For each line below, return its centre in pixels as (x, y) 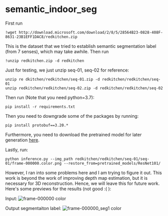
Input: (11, 198)
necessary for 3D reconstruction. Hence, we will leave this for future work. (82, 183)
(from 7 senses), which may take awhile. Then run (57, 51)
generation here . (22, 140)
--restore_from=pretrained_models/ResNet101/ (112, 163)
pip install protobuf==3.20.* (37, 125)
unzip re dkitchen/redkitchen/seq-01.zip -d (53, 79)
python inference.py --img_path (39, 159)
